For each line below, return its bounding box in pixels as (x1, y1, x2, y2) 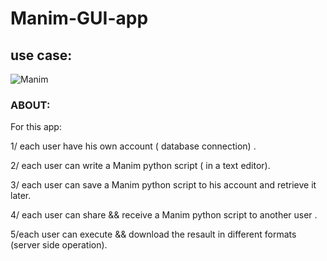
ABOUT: (10, 98, 51, 112)
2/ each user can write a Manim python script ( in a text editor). (10, 160, 271, 172)
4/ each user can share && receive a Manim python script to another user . (10, 209, 318, 221)
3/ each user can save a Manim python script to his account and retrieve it (10, 179, 317, 191)
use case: (10, 47, 73, 64)
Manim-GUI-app (10, 7, 149, 30)
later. (10, 190, 32, 202)
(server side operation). (10, 239, 108, 251)
